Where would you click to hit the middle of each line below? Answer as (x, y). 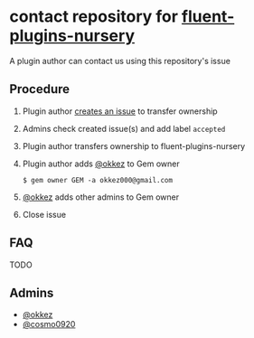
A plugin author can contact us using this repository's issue (120, 61)
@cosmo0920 (49, 324)
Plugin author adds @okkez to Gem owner (101, 164)
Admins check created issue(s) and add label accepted (124, 128)
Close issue (44, 214)
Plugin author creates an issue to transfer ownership (120, 111)
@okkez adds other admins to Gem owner (100, 197)
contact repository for (94, 17)
